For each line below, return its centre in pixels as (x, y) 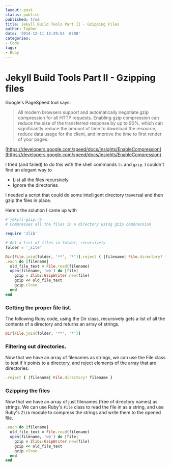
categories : (18, 39)
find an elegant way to (29, 170)
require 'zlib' (21, 234)
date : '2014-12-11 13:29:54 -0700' (43, 34)
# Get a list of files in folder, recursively (55, 243)
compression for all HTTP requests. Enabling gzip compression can (88, 118)
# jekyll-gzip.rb (24, 220)
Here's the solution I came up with (41, 210)
